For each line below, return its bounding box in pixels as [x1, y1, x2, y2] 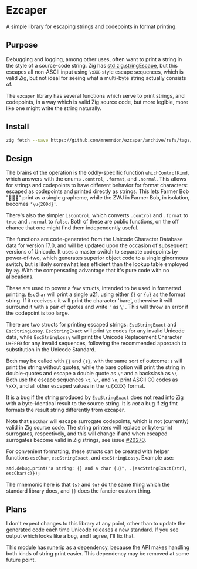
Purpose [6, 40, 38, 50]
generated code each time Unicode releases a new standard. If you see [6, 526, 179, 533]
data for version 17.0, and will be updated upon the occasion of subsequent [6, 242, 188, 249]
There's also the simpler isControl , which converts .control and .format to [6, 212, 189, 219]
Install [6, 122, 29, 132]
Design [6, 154, 33, 164]
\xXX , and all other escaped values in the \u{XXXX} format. [6, 382, 145, 390]
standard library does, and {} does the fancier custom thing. [6, 487, 152, 494]
